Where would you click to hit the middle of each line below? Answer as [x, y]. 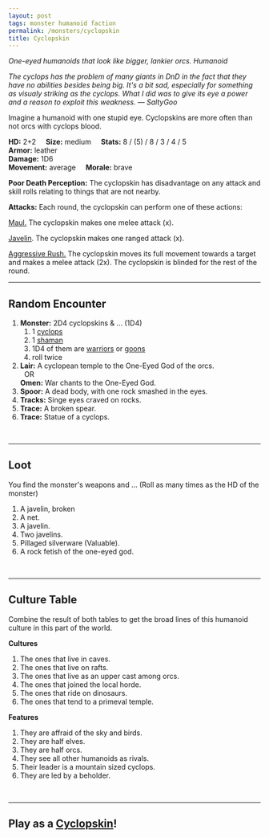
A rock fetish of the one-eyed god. [77, 551]
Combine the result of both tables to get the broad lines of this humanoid [128, 619]
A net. [30, 517]
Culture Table [43, 600]
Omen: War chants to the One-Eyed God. [88, 383]
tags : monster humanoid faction [62, 23]
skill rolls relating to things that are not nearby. [85, 192]
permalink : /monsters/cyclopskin [64, 31]
